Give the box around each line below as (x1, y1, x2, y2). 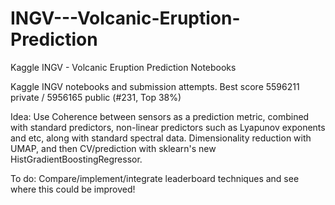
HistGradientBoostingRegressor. (10, 153, 143, 165)
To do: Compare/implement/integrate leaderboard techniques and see (10, 172, 300, 184)
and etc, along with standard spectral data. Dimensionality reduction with (10, 132, 312, 144)
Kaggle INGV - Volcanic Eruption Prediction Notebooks (10, 61, 237, 73)
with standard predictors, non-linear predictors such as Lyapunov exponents (10, 121, 326, 133)
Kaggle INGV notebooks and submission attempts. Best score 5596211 (10, 80, 300, 92)
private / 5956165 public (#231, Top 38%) (10, 91, 182, 103)
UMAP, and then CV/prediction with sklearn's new (10, 142, 217, 154)
